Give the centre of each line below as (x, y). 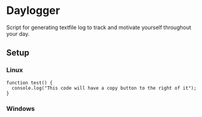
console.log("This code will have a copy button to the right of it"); (104, 88)
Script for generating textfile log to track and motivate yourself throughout (99, 27)
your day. (18, 33)
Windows (21, 109)
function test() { (29, 82)
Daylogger (33, 11)
